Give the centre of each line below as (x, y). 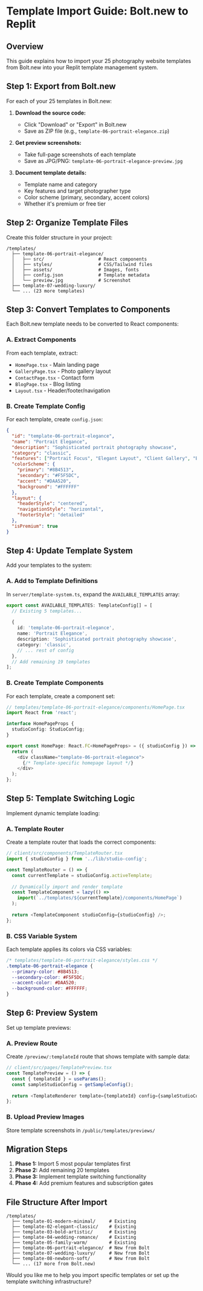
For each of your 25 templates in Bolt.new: (59, 101)
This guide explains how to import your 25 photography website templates (99, 61)
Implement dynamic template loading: (53, 813)
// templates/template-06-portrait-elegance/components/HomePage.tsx (96, 707)
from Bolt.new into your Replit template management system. (82, 67)
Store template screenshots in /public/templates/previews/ (81, 1130)
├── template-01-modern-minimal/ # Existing (74, 1222)
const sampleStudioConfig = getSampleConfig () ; (73, 1084)
